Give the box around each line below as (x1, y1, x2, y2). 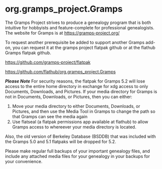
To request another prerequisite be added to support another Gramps (5, 39, 145, 45)
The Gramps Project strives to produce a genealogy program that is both (5, 20, 151, 25)
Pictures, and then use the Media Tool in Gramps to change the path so (12, 108, 156, 114)
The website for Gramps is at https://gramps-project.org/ (5, 30, 120, 36)
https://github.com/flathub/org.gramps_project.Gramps (5, 68, 116, 74)
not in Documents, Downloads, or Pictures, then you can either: (5, 94, 133, 100)
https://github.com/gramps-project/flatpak (5, 59, 91, 65)
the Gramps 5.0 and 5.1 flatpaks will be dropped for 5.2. (5, 138, 116, 145)
